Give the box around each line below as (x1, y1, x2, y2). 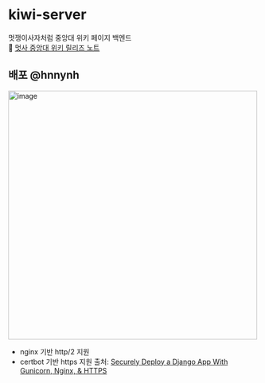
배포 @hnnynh (8, 68, 80, 82)
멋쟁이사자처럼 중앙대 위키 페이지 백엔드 (8, 33, 132, 42)
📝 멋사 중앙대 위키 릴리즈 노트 (8, 42, 100, 53)
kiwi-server (8, 6, 87, 24)
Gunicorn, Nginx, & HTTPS (19, 365, 107, 375)
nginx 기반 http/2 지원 (19, 346, 90, 356)
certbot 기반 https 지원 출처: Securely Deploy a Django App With (19, 357, 228, 366)
